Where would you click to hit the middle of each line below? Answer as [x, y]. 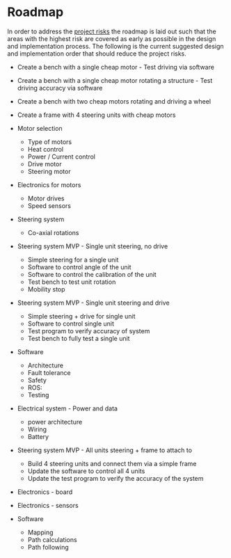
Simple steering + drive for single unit [81, 316]
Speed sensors [49, 205]
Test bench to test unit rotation [72, 282]
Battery [38, 436]
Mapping [40, 532]
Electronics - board [45, 492]
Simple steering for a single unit [73, 260]
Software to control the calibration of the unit [92, 274]
